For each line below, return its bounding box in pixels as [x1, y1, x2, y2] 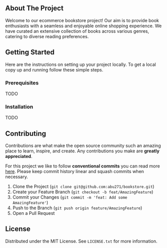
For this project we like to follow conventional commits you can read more [5, 163, 160, 169]
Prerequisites [5, 79, 39, 86]
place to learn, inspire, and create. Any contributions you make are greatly [5, 148, 160, 154]
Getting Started [5, 48, 55, 57]
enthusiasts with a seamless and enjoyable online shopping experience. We [5, 23, 162, 29]
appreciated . [5, 153, 33, 159]
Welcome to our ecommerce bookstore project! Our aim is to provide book [5, 17, 159, 23]
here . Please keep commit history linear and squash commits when [5, 169, 144, 175]
